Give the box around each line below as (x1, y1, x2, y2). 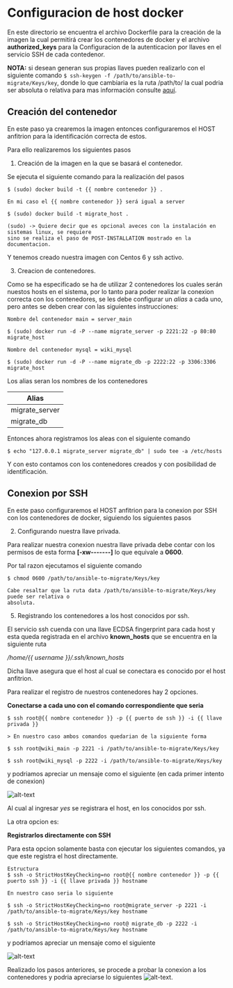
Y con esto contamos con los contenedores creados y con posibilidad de (7, 460, 217, 468)
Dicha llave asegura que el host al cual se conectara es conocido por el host (7, 667, 226, 675)
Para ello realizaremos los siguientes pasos (7, 145, 131, 154)
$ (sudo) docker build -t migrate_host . (7, 210, 129, 217)
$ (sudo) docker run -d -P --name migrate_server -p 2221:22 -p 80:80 (7, 327, 216, 335)
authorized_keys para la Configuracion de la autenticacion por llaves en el (7, 43, 222, 51)
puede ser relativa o (7, 593, 70, 600)
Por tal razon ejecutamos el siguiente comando (7, 561, 143, 569)
